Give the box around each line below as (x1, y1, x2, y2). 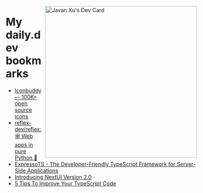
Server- (176, 160, 196, 168)
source (14, 106, 33, 113)
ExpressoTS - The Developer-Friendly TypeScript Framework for (14, 160, 176, 168)
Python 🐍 (14, 154, 38, 161)
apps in (14, 141, 33, 148)
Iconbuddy (14, 87, 42, 94)
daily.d (5, 28, 41, 42)
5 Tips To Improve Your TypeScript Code (14, 180, 116, 187)
